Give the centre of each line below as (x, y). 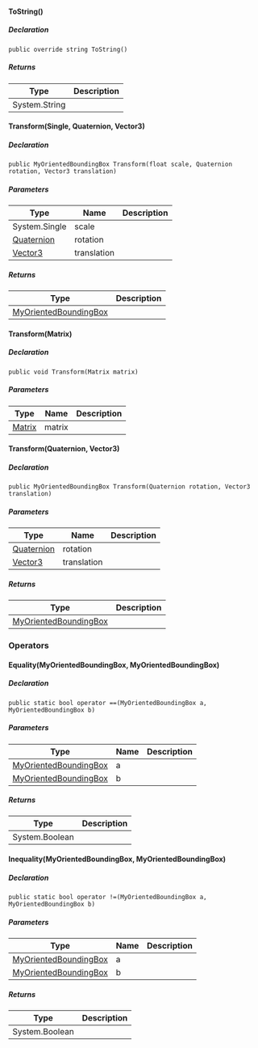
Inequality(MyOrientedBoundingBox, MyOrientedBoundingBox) (117, 859)
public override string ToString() (68, 49)
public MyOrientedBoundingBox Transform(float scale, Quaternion (120, 165)
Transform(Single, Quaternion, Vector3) (77, 126)
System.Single (40, 226)
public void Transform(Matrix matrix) (73, 372)
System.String (39, 104)
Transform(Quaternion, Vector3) (64, 449)
